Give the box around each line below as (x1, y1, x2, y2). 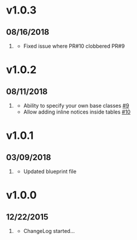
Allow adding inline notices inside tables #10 (23, 108, 131, 115)
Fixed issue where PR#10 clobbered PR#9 (23, 42, 125, 49)
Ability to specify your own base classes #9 (23, 102, 129, 109)
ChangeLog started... (23, 228, 75, 234)
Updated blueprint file (23, 168, 76, 175)
